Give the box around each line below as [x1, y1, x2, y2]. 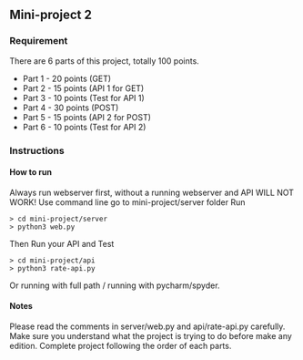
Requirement [9, 35, 68, 47]
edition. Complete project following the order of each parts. [9, 341, 232, 352]
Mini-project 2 [9, 7, 93, 23]
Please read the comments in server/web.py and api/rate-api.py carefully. [9, 321, 286, 332]
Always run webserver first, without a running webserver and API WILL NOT [9, 187, 294, 198]
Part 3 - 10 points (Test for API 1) [22, 92, 146, 103]
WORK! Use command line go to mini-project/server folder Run [9, 196, 246, 208]
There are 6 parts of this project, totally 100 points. [9, 55, 200, 67]
